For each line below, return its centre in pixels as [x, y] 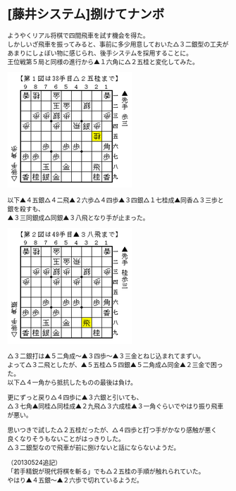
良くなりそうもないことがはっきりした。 [66, 438]
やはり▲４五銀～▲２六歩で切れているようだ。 [75, 480]
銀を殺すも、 [26, 209]
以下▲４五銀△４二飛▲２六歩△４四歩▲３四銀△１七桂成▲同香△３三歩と [116, 200]
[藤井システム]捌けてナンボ [86, 14]
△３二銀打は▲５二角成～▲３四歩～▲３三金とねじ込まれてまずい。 [106, 356]
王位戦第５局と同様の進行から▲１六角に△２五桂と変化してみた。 [103, 61]
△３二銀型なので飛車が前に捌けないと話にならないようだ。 [94, 447]
